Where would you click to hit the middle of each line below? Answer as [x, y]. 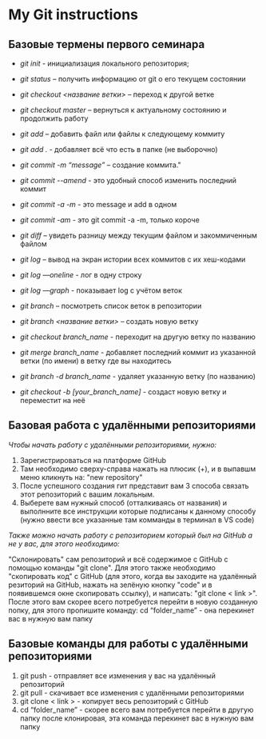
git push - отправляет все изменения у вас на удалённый [117, 675]
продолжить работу [54, 118]
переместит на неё [52, 400]
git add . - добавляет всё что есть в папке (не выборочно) [119, 149]
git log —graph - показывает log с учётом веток [101, 290]
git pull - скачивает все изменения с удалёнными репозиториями [132, 693]
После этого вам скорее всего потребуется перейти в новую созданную [133, 601]
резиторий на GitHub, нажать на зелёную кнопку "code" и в [110, 585]
